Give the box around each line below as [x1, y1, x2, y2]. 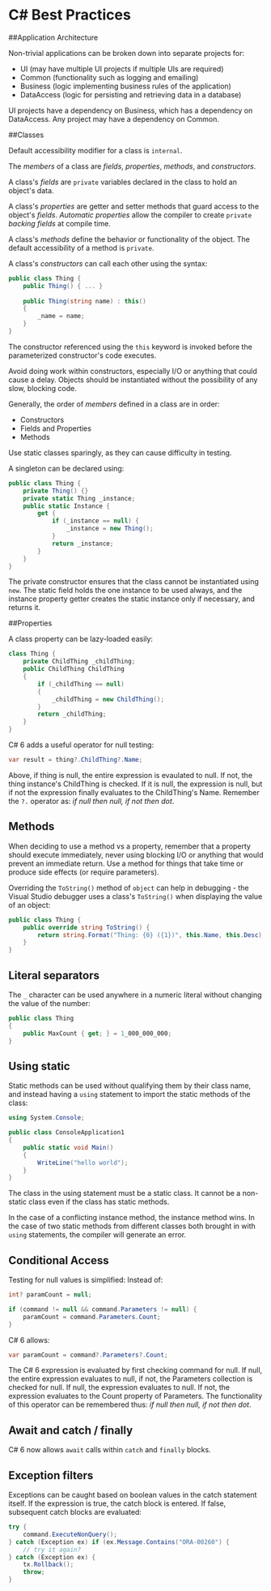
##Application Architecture [8, 32, 99, 42]
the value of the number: [8, 998, 91, 1008]
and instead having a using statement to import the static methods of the [8, 1090, 251, 1099]
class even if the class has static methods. [28, 1197, 170, 1206]
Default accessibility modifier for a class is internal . [8, 145, 183, 155]
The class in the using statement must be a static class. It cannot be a [8, 1189, 241, 1198]
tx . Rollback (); [23, 1560, 74, 1569]
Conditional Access [8, 1253, 109, 1267]
